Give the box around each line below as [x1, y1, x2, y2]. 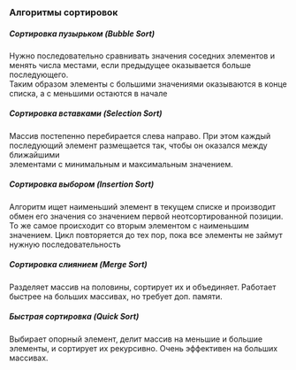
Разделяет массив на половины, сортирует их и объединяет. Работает [9, 281, 277, 292]
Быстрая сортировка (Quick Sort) [9, 312, 140, 322]
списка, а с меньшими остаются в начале [9, 88, 168, 98]
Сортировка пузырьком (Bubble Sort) [9, 28, 156, 39]
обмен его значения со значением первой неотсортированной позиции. [9, 211, 284, 221]
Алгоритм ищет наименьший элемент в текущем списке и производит [9, 201, 277, 212]
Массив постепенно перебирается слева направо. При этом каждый [9, 130, 271, 141]
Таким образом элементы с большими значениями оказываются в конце [9, 78, 287, 89]
